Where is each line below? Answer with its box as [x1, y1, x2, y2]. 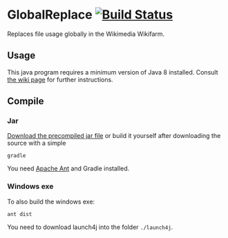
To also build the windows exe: [7, 197, 95, 206]
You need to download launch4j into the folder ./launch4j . [7, 223, 173, 231]
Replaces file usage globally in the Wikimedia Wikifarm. [7, 30, 165, 38]
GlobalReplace [7, 7, 93, 23]
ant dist [7, 210, 32, 217]
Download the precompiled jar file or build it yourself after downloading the [7, 132, 221, 140]
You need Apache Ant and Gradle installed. [7, 164, 130, 172]
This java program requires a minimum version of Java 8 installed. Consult [7, 68, 218, 76]
